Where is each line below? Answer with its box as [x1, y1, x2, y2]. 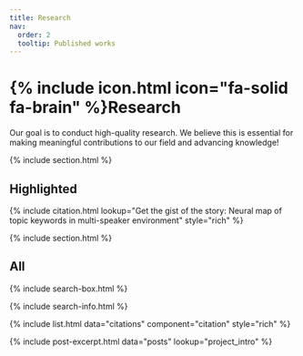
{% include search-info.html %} [9, 300, 128, 311]
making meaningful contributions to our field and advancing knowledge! [9, 137, 279, 148]
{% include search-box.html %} [9, 283, 128, 294]
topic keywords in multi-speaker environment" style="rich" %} [9, 215, 244, 226]
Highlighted [9, 181, 77, 197]
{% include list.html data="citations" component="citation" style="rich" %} [9, 318, 291, 329]
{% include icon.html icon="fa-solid [9, 78, 288, 98]
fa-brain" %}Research [9, 97, 182, 118]
